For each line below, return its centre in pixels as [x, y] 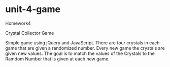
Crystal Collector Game [30, 33]
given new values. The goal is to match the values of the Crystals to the [80, 53]
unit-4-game [33, 9]
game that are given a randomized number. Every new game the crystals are [85, 48]
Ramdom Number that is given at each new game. [58, 58]
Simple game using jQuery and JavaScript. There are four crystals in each [82, 43]
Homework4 [18, 23]
